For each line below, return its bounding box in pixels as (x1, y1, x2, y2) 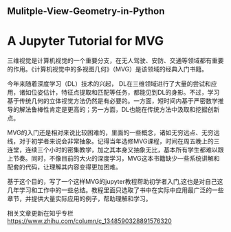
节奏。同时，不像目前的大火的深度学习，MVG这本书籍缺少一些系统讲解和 (12, 154, 220, 163)
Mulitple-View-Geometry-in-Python (7, 5, 165, 17)
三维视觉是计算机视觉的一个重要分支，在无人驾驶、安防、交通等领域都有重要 (7, 56, 224, 65)
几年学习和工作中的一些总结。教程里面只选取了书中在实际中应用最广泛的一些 (7, 186, 224, 194)
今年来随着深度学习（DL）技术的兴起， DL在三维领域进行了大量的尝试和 (7, 80, 211, 88)
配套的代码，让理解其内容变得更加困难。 (7, 163, 122, 171)
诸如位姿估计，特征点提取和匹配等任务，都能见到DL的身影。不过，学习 (19, 89, 220, 97)
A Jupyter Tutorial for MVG (7, 33, 164, 49)
